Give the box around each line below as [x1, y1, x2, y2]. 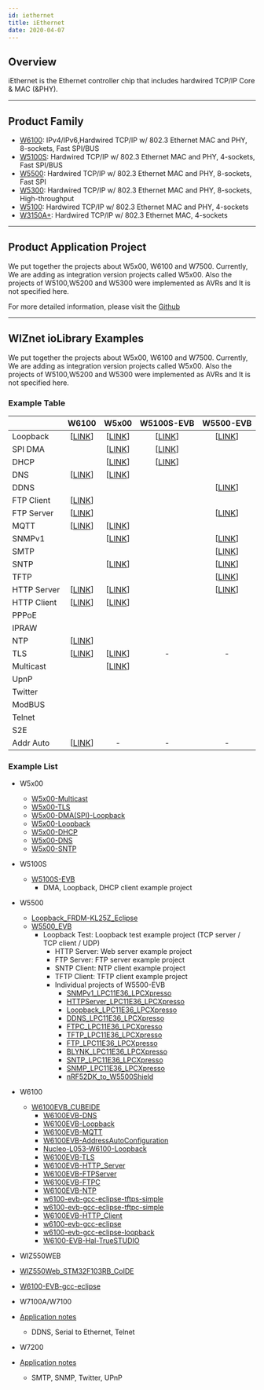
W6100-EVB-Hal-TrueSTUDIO [42, 1236, 140, 1245]
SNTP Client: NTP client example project [54, 963, 186, 973]
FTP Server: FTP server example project [54, 955, 185, 965]
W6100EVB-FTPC [42, 1178, 101, 1187]
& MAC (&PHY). [8, 84, 59, 94]
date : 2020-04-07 [8, 26, 65, 34]
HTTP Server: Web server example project [54, 947, 192, 956]
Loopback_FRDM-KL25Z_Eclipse [31, 913, 138, 923]
